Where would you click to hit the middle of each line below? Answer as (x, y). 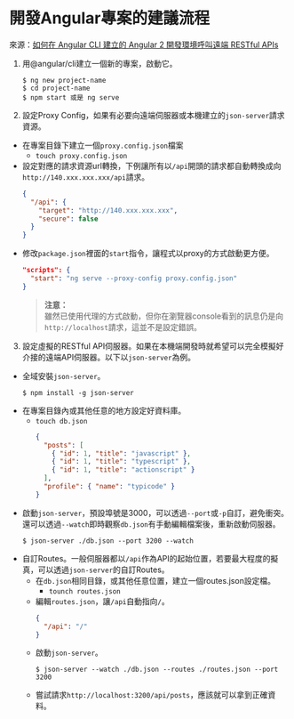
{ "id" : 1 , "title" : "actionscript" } (123, 470)
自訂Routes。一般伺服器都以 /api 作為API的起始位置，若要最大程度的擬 (150, 558)
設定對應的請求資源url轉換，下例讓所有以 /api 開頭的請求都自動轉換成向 (151, 166)
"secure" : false (68, 219)
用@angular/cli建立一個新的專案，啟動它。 (99, 63)
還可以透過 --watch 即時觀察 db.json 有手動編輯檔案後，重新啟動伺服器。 (151, 524)
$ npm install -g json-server (78, 392)
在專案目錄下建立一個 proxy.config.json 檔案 (103, 145)
